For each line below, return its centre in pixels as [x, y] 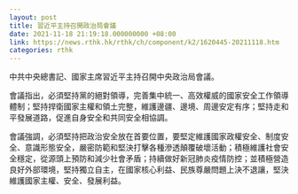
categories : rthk [41, 50]
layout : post [33, 17]
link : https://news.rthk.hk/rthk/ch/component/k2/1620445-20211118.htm [144, 42]
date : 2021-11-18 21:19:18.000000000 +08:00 [93, 34]
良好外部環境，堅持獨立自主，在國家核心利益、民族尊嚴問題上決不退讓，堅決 [149, 170]
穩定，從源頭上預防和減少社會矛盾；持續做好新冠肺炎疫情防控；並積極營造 [153, 159]
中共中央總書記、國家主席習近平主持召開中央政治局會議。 [114, 77]
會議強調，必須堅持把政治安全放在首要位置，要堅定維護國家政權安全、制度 [145, 136]
